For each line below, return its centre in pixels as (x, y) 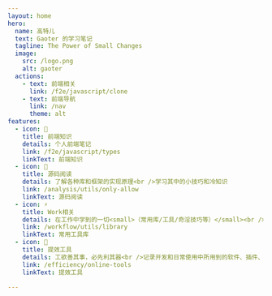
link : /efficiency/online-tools (77, 264)
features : (24, 122)
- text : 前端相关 (49, 84)
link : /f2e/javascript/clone (78, 91)
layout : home (30, 16)
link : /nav (47, 106)
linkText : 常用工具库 (56, 235)
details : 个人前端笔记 (57, 144)
